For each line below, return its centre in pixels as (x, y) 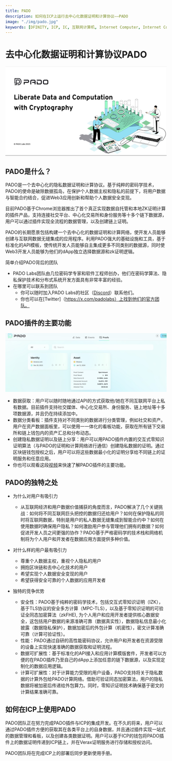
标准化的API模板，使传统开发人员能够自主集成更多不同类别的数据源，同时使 (85, 245)
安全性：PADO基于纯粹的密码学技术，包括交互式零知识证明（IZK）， (92, 602)
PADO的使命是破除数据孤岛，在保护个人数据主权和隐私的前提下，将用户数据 (85, 191)
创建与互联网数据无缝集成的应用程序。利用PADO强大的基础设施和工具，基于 (85, 239)
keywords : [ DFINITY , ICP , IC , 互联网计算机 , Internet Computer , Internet (83, 27)
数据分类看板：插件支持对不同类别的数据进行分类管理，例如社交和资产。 (89, 420)
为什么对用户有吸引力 (35, 496)
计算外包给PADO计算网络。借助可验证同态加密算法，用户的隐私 (96, 679)
